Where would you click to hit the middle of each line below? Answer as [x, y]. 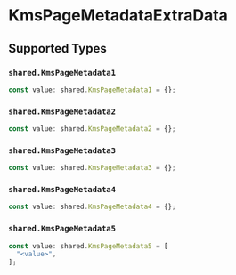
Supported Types [58, 49]
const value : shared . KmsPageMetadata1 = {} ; [92, 90]
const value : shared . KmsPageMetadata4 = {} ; [92, 207]
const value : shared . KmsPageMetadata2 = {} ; [92, 129]
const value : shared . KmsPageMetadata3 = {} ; [92, 168]
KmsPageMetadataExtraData [118, 16]
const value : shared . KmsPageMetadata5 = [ [88, 246]
